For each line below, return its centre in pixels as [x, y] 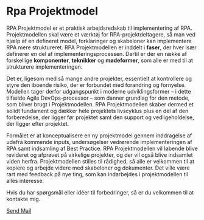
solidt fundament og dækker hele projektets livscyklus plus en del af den [97, 111]
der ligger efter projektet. [38, 123]
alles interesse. [25, 180]
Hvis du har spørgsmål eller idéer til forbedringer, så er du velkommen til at [100, 192]
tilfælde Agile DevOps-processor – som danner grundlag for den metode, [98, 98]
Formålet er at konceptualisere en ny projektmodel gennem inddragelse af [99, 136]
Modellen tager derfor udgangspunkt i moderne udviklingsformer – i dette [99, 91]
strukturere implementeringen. [44, 67]
